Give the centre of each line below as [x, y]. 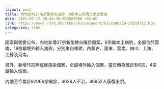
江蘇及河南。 [18, 55]
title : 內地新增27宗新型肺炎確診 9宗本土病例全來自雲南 [56, 14]
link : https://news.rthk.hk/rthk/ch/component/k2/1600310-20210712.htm [80, 23]
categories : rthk [23, 28]
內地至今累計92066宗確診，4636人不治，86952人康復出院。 [67, 82]
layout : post [18, 10]
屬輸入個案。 [18, 71]
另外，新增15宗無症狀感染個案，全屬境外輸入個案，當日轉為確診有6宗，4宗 [81, 65]
